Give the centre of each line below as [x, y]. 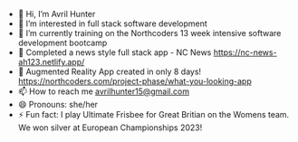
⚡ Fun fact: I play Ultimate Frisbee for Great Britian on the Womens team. [154, 114]
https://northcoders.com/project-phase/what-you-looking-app [135, 81]
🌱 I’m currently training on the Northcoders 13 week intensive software [149, 33]
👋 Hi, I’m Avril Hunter [57, 14]
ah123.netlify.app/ [51, 62]
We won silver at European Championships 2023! [110, 128]
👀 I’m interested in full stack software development [113, 24]
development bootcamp [62, 43]
